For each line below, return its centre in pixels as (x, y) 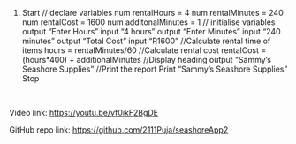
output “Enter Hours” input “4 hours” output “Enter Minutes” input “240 (151, 31)
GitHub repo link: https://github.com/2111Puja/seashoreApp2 (119, 130)
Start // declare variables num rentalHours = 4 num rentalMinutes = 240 (153, 13)
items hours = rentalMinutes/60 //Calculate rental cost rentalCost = (144, 50)
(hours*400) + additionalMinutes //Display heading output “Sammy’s (147, 60)
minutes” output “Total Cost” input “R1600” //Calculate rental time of (146, 41)
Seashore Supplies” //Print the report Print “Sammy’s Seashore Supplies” (155, 69)
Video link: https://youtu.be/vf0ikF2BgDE (84, 113)
